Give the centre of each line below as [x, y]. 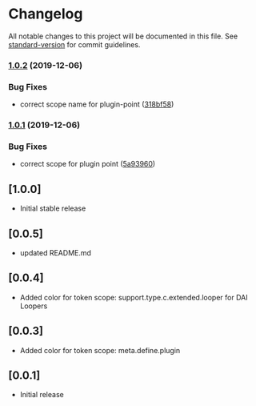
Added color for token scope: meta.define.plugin [100, 350]
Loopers [34, 306]
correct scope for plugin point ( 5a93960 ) [88, 164]
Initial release [42, 395]
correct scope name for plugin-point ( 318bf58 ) [97, 104]
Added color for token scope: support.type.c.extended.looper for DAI [134, 297]
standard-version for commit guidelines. [74, 44]
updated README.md [56, 253]
